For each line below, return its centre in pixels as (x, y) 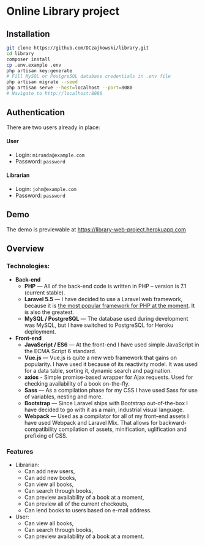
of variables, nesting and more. (64, 397)
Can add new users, (50, 471)
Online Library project (63, 11)
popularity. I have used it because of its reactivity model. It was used (111, 364)
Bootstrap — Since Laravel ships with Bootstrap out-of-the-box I (106, 403)
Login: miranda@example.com (50, 155)
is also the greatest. (49, 312)
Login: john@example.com (46, 189)
